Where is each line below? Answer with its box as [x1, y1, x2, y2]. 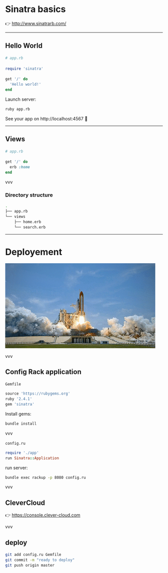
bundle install [5, 421, 37, 426]
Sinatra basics [5, 4, 66, 15]
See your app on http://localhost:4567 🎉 [5, 115, 88, 121]
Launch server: [5, 96, 36, 102]
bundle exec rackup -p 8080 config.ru [5, 475, 86, 480]
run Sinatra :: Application [5, 455, 59, 461]
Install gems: [5, 411, 31, 417]
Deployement [5, 246, 62, 258]
